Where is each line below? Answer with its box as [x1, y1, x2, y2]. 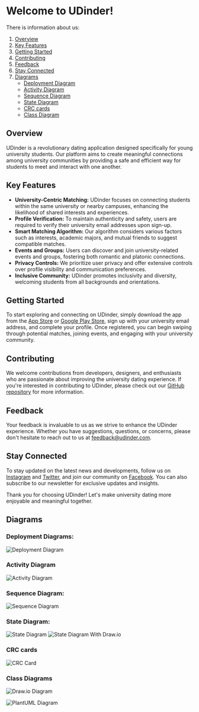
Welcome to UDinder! [6, 4, 114, 18]
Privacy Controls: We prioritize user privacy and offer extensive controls [14, 259, 192, 266]
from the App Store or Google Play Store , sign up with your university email [6, 317, 190, 325]
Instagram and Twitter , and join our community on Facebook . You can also [6, 473, 188, 480]
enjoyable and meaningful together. [6, 497, 93, 505]
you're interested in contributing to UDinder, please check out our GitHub [6, 382, 185, 389]
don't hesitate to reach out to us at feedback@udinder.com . [6, 434, 152, 441]
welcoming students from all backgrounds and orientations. [14, 278, 161, 285]
